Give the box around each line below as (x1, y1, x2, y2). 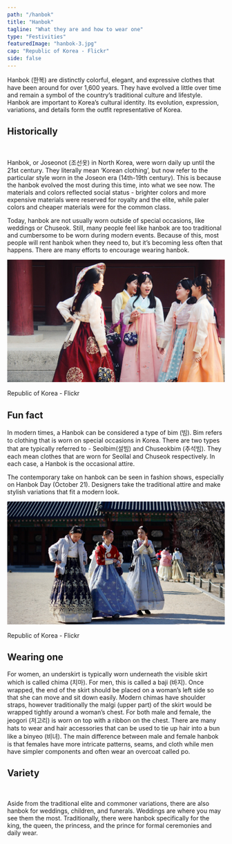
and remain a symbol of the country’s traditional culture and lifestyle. (7, 91, 202, 99)
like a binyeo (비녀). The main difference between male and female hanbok (7, 732, 219, 740)
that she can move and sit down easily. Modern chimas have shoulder (7, 693, 206, 701)
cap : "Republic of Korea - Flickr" (7, 48, 110, 55)
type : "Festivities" (7, 33, 67, 40)
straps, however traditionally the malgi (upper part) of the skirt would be (7, 700, 212, 709)
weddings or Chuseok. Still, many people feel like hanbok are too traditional (7, 224, 222, 232)
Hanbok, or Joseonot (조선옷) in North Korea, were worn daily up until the (7, 158, 215, 166)
